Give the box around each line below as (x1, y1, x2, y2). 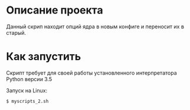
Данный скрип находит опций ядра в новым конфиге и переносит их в (6, 23, 185, 30)
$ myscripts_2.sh (6, 98, 49, 104)
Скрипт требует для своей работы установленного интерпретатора (6, 69, 177, 76)
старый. (6, 29, 27, 36)
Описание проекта (6, 4, 103, 17)
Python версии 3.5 (6, 75, 53, 82)
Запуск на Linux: (6, 86, 48, 94)
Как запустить (6, 50, 81, 64)
